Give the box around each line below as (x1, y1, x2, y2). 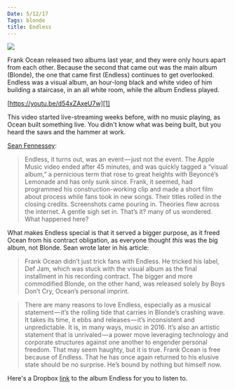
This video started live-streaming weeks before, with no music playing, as (7, 113, 221, 122)
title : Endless (7, 23, 52, 30)
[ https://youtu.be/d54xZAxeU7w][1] (7, 99, 110, 108)
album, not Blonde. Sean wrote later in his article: (7, 243, 149, 252)
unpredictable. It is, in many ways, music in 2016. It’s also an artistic (24, 323, 220, 331)
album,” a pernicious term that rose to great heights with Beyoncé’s (24, 170, 219, 179)
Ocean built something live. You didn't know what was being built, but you (7, 120, 221, 129)
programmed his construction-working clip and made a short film (24, 185, 213, 193)
